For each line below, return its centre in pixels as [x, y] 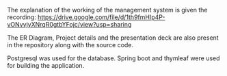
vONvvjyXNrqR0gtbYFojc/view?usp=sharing [69, 24]
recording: [22, 17]
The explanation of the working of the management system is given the [107, 10]
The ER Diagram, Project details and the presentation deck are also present [113, 38]
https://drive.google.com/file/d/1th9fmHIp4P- [101, 17]
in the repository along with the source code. [70, 45]
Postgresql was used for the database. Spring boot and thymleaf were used [113, 58]
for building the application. [46, 65]
